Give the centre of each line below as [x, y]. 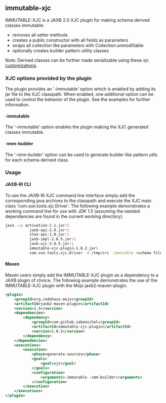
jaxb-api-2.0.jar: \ [49, 230]
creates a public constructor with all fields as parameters [70, 40]
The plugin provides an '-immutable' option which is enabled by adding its [81, 89]
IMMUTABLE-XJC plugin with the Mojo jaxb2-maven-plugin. [66, 285]
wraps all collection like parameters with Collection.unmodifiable [78, 45]
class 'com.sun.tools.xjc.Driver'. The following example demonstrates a [78, 206]
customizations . [21, 65]
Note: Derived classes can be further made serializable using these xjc [77, 60]
